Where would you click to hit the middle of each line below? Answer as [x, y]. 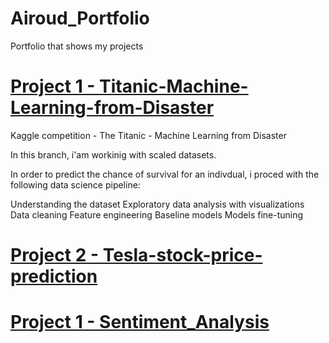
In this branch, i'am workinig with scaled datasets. [113, 154]
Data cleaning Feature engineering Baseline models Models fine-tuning [157, 214]
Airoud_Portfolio [80, 18]
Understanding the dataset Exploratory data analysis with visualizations [157, 204]
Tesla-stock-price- [182, 255]
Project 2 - [55, 255]
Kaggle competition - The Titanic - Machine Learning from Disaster [148, 135]
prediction [54, 276]
